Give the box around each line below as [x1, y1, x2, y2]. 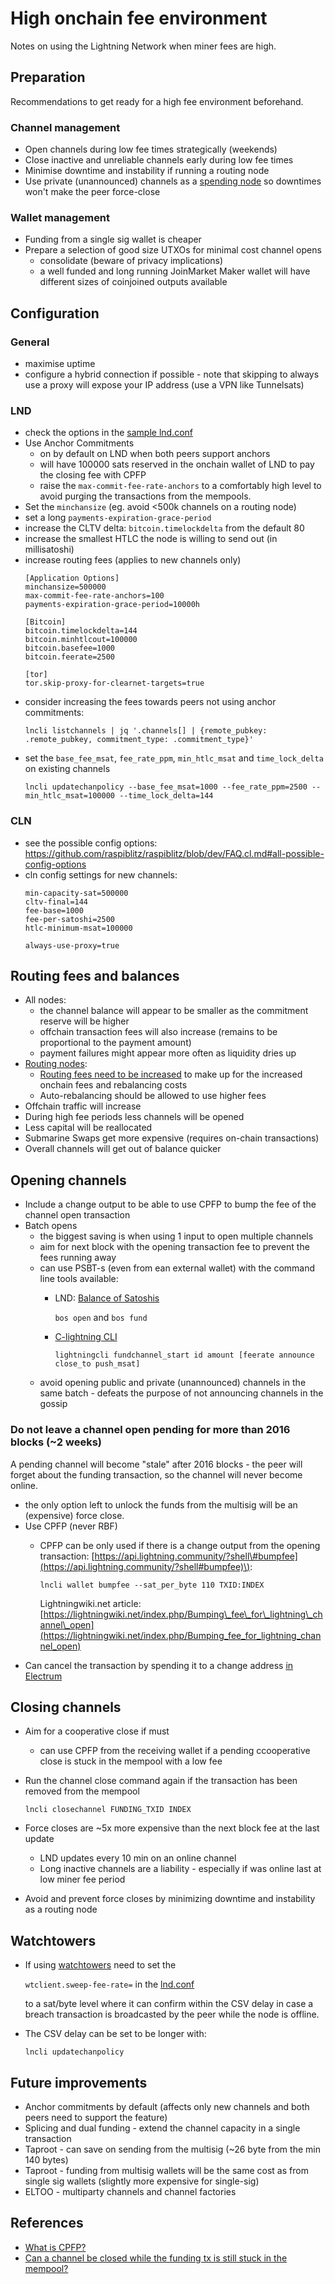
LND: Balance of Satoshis [54, 1292, 160, 1304]
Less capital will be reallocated [24, 1122, 153, 1134]
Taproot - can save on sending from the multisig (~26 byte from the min [24, 2143, 321, 2155]
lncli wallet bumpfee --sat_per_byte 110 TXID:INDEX [39, 1580, 265, 1590]
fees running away [39, 1252, 117, 1264]
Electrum [24, 1670, 63, 1682]
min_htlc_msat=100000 [24, 791, 115, 801]
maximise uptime [24, 358, 96, 370]
